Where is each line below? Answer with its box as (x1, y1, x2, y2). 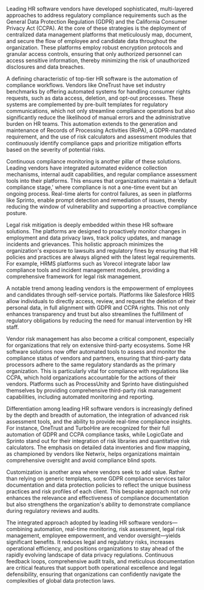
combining (6, 526, 33, 532)
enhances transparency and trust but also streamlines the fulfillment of (6, 310, 184, 318)
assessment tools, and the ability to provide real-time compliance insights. (6, 418, 192, 425)
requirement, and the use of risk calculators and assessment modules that (6, 133, 192, 140)
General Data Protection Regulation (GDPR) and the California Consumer (6, 18, 188, 25)
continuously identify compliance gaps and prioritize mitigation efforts (6, 140, 182, 146)
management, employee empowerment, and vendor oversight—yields (6, 532, 181, 539)
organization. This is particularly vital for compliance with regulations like (6, 368, 189, 374)
